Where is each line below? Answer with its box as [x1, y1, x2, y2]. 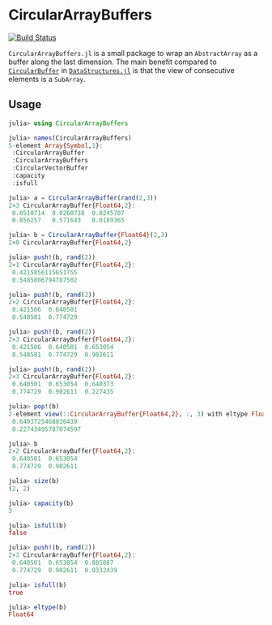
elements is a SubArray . [8, 74, 87, 84]
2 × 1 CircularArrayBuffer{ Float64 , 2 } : [8, 261, 136, 269]
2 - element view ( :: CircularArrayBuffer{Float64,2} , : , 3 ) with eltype [8, 410, 249, 418]
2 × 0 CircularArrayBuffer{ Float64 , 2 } [8, 239, 132, 247]
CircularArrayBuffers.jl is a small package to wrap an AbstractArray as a [8, 48, 258, 58]
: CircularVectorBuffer [11, 164, 89, 172]
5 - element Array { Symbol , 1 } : [8, 141, 104, 149]
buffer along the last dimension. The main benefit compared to [8, 57, 217, 67]
